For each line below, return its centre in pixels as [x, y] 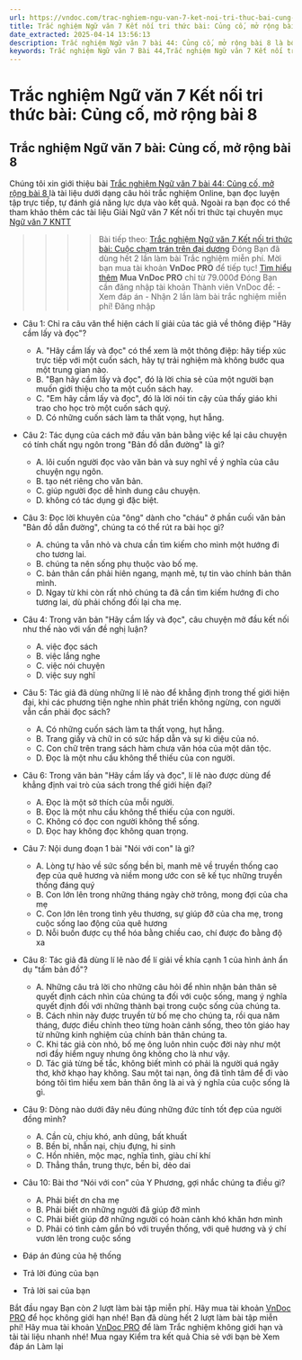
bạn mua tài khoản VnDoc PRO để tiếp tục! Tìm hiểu [195, 268]
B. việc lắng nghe [68, 656]
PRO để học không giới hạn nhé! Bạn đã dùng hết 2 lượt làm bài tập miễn [144, 1318]
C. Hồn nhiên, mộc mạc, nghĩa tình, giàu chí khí [123, 1156]
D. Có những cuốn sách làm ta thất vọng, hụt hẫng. [130, 418]
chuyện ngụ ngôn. [69, 472]
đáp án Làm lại [36, 1346]
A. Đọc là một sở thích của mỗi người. [105, 803]
